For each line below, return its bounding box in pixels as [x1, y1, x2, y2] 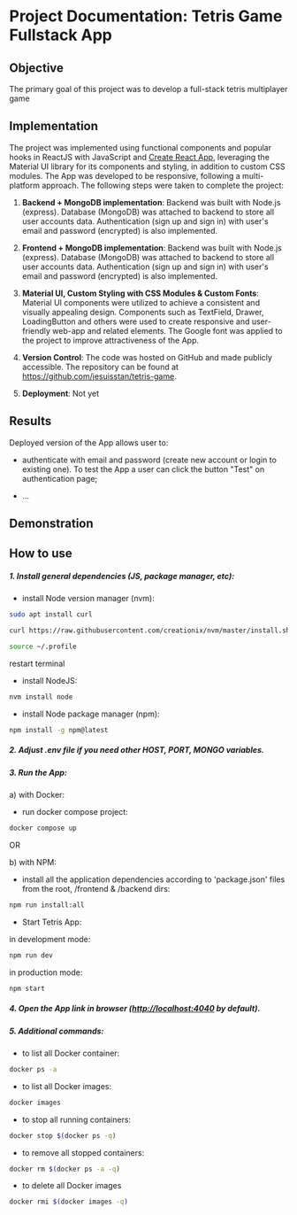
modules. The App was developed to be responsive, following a [9, 170, 240, 181]
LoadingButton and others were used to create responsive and [21, 316, 250, 327]
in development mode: [9, 933, 91, 944]
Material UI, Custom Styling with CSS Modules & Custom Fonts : [21, 288, 259, 298]
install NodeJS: [21, 676, 78, 685]
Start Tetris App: [21, 917, 82, 927]
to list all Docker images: [21, 1080, 112, 1091]
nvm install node [9, 693, 73, 701]
